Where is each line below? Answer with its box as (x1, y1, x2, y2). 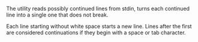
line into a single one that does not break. (6, 11, 109, 18)
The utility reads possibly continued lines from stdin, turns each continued (6, 5, 190, 12)
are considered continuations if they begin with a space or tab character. (6, 29, 186, 36)
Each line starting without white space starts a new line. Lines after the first (6, 23, 192, 30)
